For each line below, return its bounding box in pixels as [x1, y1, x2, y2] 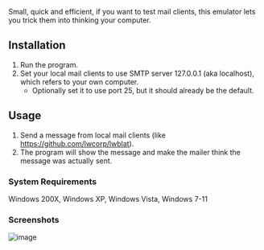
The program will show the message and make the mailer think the [19, 147, 241, 157]
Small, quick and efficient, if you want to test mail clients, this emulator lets [8, 7, 256, 16]
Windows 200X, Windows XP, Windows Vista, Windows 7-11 [8, 194, 208, 203]
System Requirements [8, 176, 97, 187]
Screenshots [8, 214, 60, 225]
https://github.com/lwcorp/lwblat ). [19, 138, 134, 148]
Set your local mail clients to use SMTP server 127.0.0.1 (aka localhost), [19, 68, 255, 78]
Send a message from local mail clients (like [19, 130, 167, 140]
